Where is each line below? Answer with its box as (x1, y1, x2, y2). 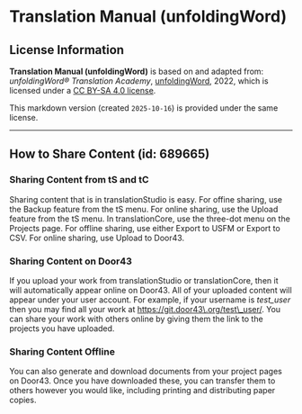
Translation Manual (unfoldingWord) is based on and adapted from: (9, 66, 264, 76)
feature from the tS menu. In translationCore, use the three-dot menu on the (9, 213, 290, 224)
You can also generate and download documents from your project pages (9, 366, 283, 377)
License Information (9, 42, 124, 58)
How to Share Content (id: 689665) (9, 147, 210, 162)
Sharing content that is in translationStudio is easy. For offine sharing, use (9, 193, 283, 204)
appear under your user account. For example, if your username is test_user (9, 294, 291, 305)
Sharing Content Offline (9, 345, 115, 357)
